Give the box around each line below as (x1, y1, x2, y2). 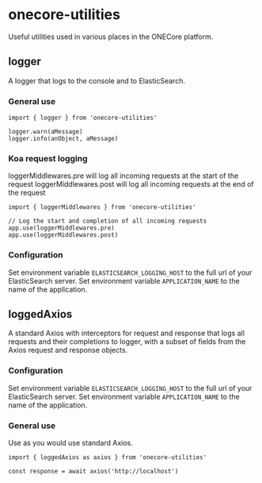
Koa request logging (8, 153, 89, 164)
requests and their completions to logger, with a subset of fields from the (8, 337, 246, 346)
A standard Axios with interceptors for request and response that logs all (8, 328, 245, 338)
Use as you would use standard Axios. (8, 439, 133, 448)
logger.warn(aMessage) (8, 128, 83, 136)
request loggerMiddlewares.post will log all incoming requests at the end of (8, 180, 255, 189)
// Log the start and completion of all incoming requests (8, 217, 207, 226)
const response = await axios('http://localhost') (8, 467, 179, 476)
